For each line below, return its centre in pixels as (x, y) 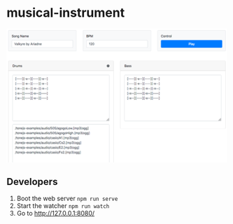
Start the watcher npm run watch (63, 206)
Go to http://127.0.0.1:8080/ (56, 214)
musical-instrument (66, 13)
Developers (32, 182)
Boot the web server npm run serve (67, 199)
